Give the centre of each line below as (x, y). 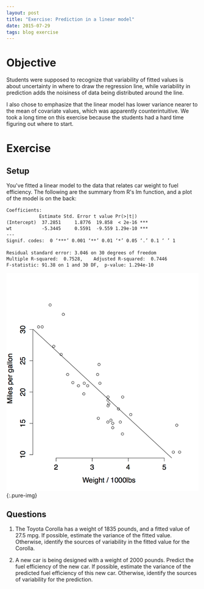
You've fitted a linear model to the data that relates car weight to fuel (92, 186)
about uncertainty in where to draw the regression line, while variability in (98, 86)
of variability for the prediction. (54, 580)
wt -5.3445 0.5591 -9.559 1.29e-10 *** (77, 229)
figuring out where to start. (40, 124)
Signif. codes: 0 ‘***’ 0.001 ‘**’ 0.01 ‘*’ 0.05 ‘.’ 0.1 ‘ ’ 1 (91, 241)
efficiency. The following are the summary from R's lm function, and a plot (99, 192)
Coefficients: (24, 211)
